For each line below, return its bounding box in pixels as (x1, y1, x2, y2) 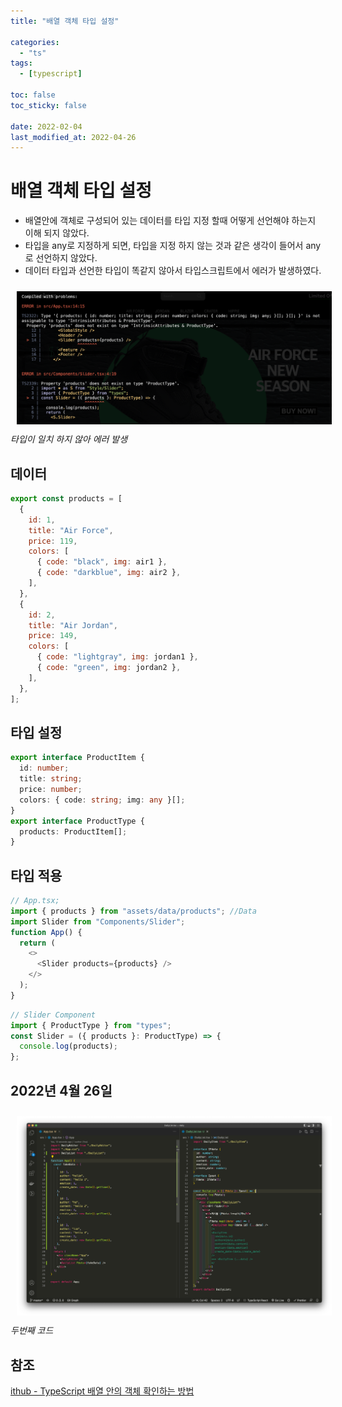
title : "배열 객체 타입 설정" (10, 16, 120, 26)
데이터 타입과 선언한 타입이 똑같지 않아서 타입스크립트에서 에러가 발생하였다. (24, 265, 322, 277)
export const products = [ (10, 494, 123, 504)
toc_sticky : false (10, 100, 87, 110)
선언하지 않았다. (35, 252, 98, 264)
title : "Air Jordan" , (28, 620, 118, 630)
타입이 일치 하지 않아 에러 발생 (10, 433, 128, 445)
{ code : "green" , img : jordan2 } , (36, 663, 182, 673)
